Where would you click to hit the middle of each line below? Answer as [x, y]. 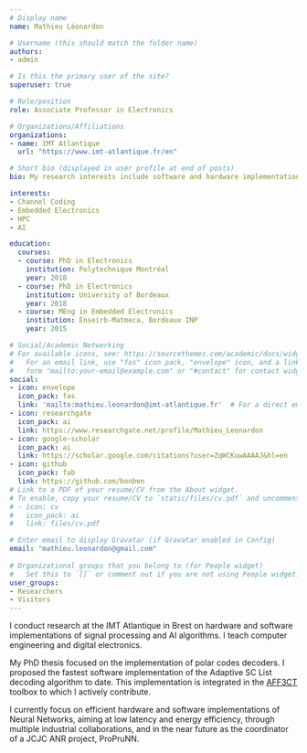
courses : [34, 252]
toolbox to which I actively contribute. [80, 692]
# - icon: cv [34, 507]
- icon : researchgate [51, 413]
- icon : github [38, 464]
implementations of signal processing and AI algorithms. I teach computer [148, 635]
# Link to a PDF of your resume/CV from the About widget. [124, 490]
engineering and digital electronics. [76, 645]
